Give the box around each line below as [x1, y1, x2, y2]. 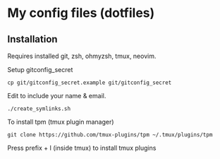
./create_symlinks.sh [7, 105, 71, 112]
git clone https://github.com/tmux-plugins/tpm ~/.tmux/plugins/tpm [7, 131, 213, 139]
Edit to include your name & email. [7, 92, 106, 100]
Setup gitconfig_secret [7, 66, 73, 73]
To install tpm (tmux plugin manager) [7, 118, 114, 126]
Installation [7, 33, 58, 45]
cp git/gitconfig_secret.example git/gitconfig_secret [7, 79, 172, 86]
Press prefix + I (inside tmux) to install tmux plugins [7, 143, 157, 152]
